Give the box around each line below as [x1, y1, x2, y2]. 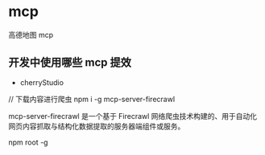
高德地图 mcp [8, 30, 54, 39]
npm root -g [8, 137, 48, 147]
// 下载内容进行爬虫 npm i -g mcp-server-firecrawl [8, 94, 176, 104]
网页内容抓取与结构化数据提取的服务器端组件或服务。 [8, 121, 185, 131]
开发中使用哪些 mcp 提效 [8, 55, 131, 70]
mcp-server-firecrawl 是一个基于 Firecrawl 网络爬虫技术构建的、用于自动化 [8, 111, 258, 120]
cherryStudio [19, 77, 64, 87]
